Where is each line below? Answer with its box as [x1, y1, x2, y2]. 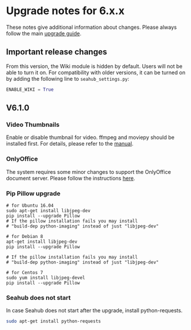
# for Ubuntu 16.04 [6, 202, 54, 209]
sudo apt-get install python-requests [6, 318, 101, 325]
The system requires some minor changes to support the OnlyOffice [6, 168, 172, 175]
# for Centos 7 [6, 269, 43, 275]
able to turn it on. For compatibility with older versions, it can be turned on [6, 69, 186, 76]
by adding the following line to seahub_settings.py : [6, 75, 129, 82]
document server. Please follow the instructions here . [6, 174, 135, 181]
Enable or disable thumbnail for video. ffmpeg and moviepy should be [6, 134, 175, 141]
